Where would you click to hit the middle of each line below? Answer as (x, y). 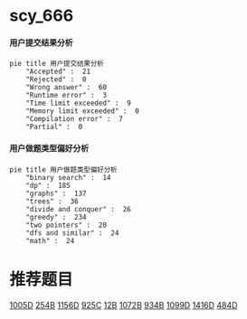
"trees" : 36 (52, 201)
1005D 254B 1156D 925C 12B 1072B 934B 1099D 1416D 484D (123, 305)
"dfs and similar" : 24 (72, 233)
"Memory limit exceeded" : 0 (83, 111)
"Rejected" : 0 (57, 80)
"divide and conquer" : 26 (78, 209)
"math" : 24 (50, 240)
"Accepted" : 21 (58, 72)
